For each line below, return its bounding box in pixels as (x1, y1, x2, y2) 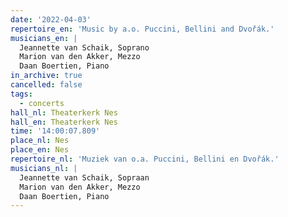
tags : (10, 89, 33, 99)
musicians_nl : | (10, 163, 78, 173)
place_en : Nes (10, 145, 70, 155)
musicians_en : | (10, 33, 78, 43)
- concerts (19, 98, 65, 108)
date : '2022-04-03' (10, 14, 92, 25)
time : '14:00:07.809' (10, 126, 101, 136)
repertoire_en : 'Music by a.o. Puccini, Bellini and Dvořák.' (10, 24, 275, 34)
